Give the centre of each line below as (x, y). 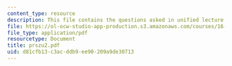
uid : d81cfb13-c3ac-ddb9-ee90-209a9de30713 (71, 52)
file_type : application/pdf (48, 33)
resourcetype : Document (41, 39)
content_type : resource (41, 13)
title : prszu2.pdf (33, 45)
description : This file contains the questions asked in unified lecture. (117, 20)
